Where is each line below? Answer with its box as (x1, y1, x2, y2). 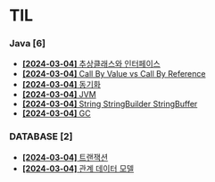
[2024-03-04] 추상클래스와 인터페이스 (21, 59, 161, 70)
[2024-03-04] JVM (21, 89, 96, 100)
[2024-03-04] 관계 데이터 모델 (21, 162, 135, 174)
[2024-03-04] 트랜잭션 (21, 152, 109, 162)
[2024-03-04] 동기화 (21, 79, 101, 90)
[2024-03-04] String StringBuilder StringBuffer (21, 99, 198, 110)
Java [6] (9, 37, 46, 50)
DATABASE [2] (9, 130, 73, 143)
